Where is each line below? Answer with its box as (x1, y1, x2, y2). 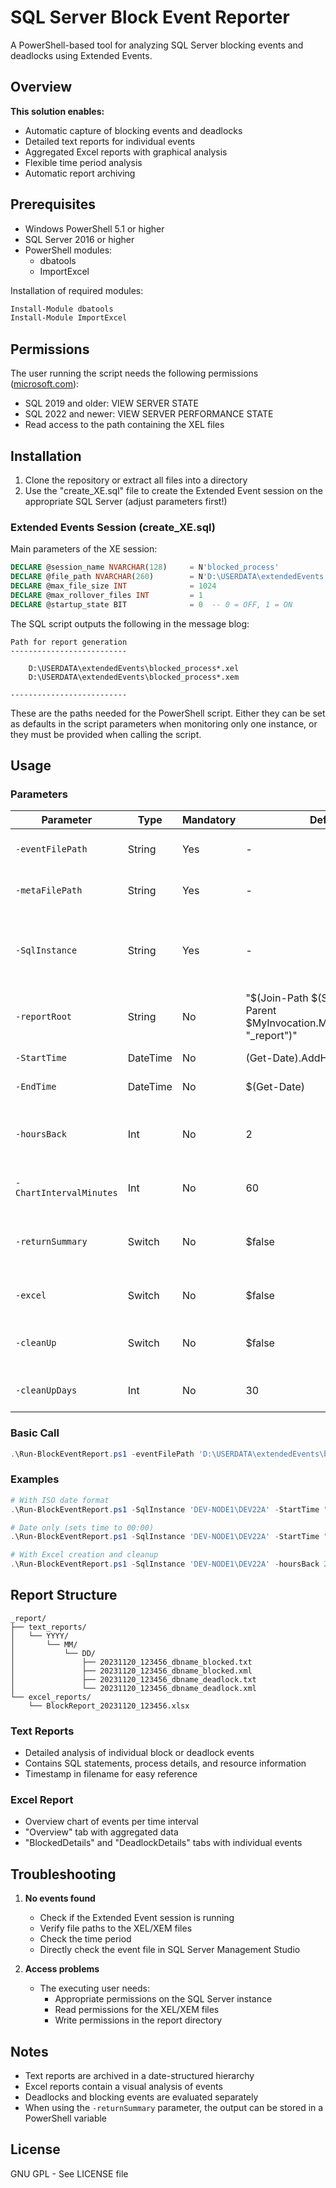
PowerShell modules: (24, 244, 113, 256)
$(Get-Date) (245, 1080, 305, 1094)
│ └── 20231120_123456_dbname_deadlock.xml (10, 1683, 257, 1693)
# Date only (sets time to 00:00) (10, 1522, 155, 1533)
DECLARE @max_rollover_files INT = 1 (10, 590, 203, 600)
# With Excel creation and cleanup (10, 1550, 159, 1560)
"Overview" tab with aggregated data (24, 1826, 179, 1838)
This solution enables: (10, 105, 105, 117)
